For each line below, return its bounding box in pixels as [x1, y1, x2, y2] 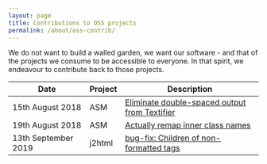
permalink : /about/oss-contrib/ [8, 26, 115, 34]
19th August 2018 [12, 120, 82, 131]
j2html [89, 138, 114, 149]
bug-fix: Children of [124, 132, 200, 143]
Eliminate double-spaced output [124, 97, 246, 108]
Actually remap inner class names [124, 120, 251, 131]
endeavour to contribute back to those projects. [8, 65, 164, 74]
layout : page [8, 11, 52, 20]
